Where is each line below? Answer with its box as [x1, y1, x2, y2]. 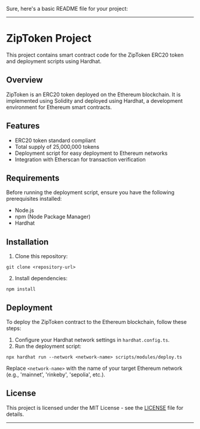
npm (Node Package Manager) [14, 213, 91, 220]
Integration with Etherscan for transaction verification [14, 155, 146, 163]
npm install [6, 286, 36, 292]
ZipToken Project [6, 32, 92, 45]
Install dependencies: [14, 275, 68, 282]
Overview [6, 75, 43, 85]
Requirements [6, 173, 60, 183]
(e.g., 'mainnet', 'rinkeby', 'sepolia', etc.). [6, 371, 105, 378]
